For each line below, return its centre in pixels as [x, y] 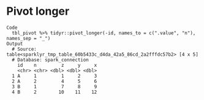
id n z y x [57, 65]
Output [15, 44]
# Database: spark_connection [50, 60]
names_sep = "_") [28, 38]
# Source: [24, 49]
